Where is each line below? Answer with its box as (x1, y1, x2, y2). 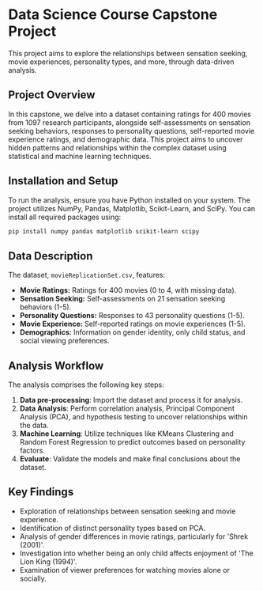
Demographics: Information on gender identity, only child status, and (19, 328, 246, 337)
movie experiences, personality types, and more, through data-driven (8, 57, 235, 66)
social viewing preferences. (19, 336, 110, 346)
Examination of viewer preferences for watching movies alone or (19, 565, 231, 574)
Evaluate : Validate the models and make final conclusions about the (19, 454, 241, 464)
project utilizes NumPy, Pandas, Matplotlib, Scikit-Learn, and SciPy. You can (8, 203, 256, 213)
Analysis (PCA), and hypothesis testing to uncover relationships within (19, 412, 249, 422)
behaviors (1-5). (19, 302, 72, 312)
